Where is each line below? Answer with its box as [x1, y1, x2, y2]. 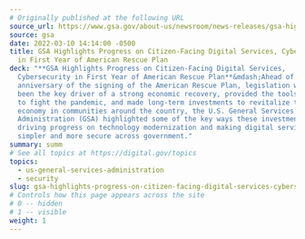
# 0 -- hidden [9, 199, 64, 209]
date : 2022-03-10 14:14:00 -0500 [9, 38, 136, 48]
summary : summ [9, 140, 64, 149]
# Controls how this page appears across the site [9, 191, 205, 200]
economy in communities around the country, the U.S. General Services [17, 106, 295, 115]
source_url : [9, 22, 54, 31]
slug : [9, 183, 30, 192]
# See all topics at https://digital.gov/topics [9, 148, 197, 157]
